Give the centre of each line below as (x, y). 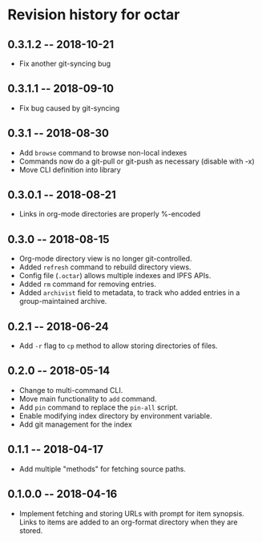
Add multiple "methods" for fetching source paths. (102, 469)
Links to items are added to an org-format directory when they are (128, 522)
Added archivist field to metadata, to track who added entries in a (129, 293)
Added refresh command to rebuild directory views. (105, 267)
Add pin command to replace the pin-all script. (98, 407)
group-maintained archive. (63, 301)
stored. (31, 530)
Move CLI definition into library (70, 169)
